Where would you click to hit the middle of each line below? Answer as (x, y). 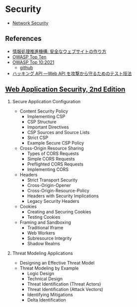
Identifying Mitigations (50, 295)
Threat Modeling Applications (42, 253)
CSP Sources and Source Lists (58, 132)
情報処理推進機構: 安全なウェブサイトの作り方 (59, 51)
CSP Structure (42, 122)
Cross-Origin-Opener (49, 185)
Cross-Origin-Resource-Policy (58, 190)
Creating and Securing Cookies (59, 212)
